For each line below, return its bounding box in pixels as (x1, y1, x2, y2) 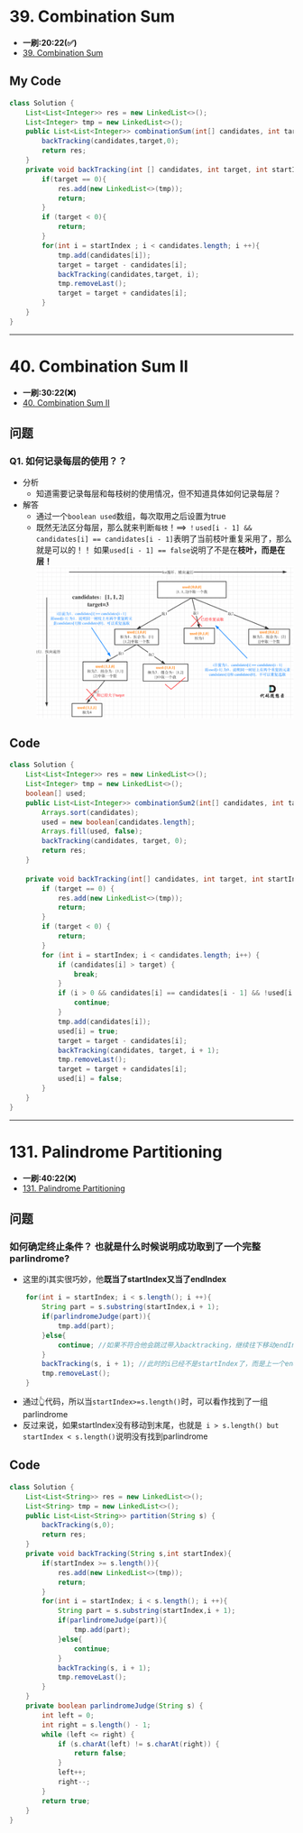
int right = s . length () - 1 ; (41, 1720, 151, 1729)
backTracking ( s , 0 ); (41, 1521, 115, 1530)
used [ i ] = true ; (57, 1026, 119, 1036)
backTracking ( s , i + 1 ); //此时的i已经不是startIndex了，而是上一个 (41, 1360, 286, 1369)
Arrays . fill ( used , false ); (41, 827, 143, 836)
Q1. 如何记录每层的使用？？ (9, 455, 128, 467)
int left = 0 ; (41, 1710, 95, 1719)
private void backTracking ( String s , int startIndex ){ (25, 1549, 232, 1558)
